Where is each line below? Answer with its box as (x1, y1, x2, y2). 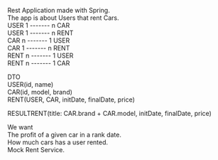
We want (7, 123, 33, 131)
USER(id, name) (7, 80, 54, 88)
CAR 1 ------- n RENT (7, 44, 70, 52)
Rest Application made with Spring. (7, 6, 110, 14)
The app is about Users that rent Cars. (7, 14, 119, 22)
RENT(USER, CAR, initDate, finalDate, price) (7, 95, 135, 104)
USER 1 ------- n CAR (7, 21, 70, 29)
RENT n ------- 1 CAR (7, 59, 70, 67)
